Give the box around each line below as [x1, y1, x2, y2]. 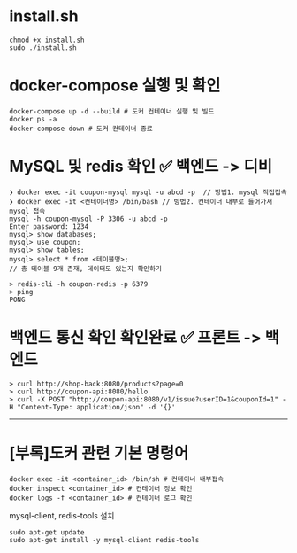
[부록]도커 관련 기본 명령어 [9, 443, 189, 463]
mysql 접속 [9, 206, 46, 215]
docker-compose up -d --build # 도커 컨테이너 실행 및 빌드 [9, 106, 215, 116]
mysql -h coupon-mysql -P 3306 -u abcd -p [9, 214, 168, 223]
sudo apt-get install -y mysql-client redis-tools [9, 535, 200, 544]
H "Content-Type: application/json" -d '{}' [9, 402, 176, 411]
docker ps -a [9, 114, 57, 123]
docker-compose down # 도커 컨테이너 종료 [9, 124, 153, 133]
